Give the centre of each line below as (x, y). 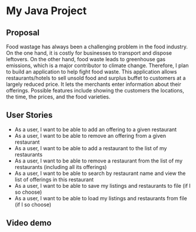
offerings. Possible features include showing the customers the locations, (95, 90)
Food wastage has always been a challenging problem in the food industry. (97, 47)
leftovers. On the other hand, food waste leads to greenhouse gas (86, 59)
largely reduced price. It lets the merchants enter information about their (94, 84)
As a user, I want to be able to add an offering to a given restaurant (96, 129)
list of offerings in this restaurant (54, 179)
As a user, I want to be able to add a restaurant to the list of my (91, 148)
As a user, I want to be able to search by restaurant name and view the (100, 173)
